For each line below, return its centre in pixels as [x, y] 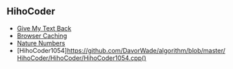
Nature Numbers [41, 43]
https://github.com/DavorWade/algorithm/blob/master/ [146, 50]
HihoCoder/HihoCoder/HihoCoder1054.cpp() [82, 58]
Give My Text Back [44, 28]
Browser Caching [42, 36]
